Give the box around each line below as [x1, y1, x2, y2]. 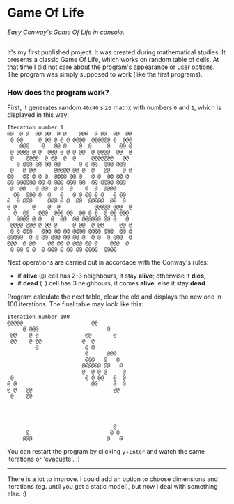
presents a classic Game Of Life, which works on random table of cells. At [7, 55, 219, 63]
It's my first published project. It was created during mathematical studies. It [7, 47, 226, 56]
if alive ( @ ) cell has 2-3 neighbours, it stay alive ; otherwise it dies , [17, 271, 206, 280]
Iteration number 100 [7, 313, 70, 321]
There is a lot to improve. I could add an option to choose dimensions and [7, 475, 218, 483]
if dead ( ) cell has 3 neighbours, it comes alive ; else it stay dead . [17, 279, 208, 288]
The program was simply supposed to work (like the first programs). [7, 70, 203, 78]
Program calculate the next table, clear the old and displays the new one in [7, 292, 221, 301]
